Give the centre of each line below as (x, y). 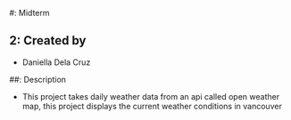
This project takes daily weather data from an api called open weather (150, 96)
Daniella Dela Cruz (56, 62)
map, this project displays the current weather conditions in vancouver (152, 106)
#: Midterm (30, 13)
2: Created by (48, 40)
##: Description (38, 79)
